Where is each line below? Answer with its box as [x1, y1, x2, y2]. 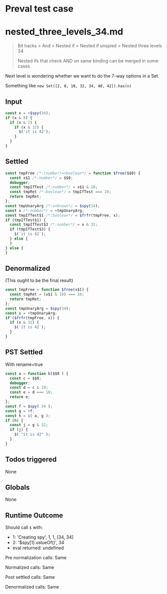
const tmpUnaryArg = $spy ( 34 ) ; [5, 306, 71, 311]
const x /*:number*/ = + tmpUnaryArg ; [5, 208, 85, 213]
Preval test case [5, 3, 74, 15]
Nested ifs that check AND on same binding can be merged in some [17, 58, 158, 64]
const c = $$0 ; [10, 376, 42, 381]
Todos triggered [5, 455, 57, 464]
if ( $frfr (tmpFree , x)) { [5, 315, 59, 320]
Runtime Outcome [5, 511, 63, 519]
